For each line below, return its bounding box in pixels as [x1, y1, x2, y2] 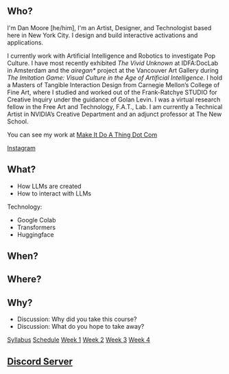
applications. [7, 38, 43, 47]
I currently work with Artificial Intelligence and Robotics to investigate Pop [7, 51, 216, 60]
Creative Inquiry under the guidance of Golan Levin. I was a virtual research [7, 95, 221, 104]
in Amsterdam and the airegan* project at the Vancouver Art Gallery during [7, 66, 219, 74]
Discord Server [7, 355, 73, 367]
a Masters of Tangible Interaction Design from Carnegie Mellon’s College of [7, 80, 220, 89]
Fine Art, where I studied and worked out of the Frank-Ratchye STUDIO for [7, 88, 217, 96]
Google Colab [16, 215, 56, 224]
